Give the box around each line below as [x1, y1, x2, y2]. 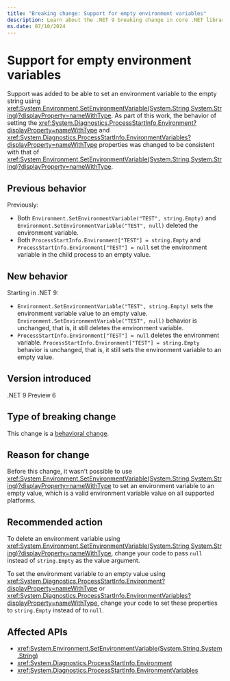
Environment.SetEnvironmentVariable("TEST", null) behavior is [16, 316, 197, 325]
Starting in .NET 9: [7, 288, 60, 297]
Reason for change [7, 449, 90, 461]
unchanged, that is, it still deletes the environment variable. [16, 323, 184, 332]
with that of [7, 148, 40, 157]
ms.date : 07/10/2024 [7, 23, 66, 30]
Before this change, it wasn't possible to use [7, 468, 132, 476]
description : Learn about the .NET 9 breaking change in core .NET [7, 16, 204, 23]
